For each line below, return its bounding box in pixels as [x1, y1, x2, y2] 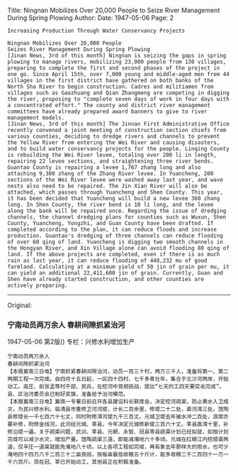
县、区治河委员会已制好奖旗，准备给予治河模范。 [7, 390, 129, 398]
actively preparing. [7, 282, 69, 289]
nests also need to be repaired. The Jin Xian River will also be [7, 182, 208, 190]
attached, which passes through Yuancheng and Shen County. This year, [7, 189, 223, 196]
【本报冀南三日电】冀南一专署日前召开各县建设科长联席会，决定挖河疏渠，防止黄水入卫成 [7, 398, 229, 405]
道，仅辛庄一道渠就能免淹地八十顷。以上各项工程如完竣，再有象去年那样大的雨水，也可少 [7, 444, 229, 451]
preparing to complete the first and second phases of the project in [7, 65, 220, 72]
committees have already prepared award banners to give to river [7, 108, 208, 115]
